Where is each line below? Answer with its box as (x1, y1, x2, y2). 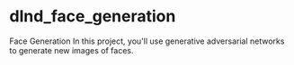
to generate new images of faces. (9, 45, 134, 55)
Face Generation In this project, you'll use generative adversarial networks (9, 36, 285, 46)
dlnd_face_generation (9, 6, 176, 27)
